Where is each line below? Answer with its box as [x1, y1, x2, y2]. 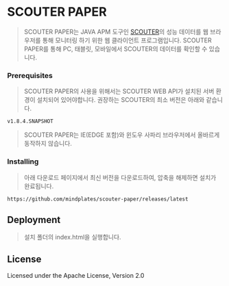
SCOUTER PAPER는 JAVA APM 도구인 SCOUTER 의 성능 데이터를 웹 [23, 27, 209, 36]
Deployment [7, 213, 61, 226]
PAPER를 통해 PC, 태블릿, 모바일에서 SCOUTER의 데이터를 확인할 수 [23, 44, 208, 53]
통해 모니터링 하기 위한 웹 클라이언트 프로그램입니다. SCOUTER [42, 36, 213, 44]
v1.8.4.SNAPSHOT [7, 118, 53, 125]
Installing [7, 157, 39, 166]
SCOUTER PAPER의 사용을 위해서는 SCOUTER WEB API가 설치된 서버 [23, 87, 215, 96]
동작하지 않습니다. [23, 140, 72, 148]
